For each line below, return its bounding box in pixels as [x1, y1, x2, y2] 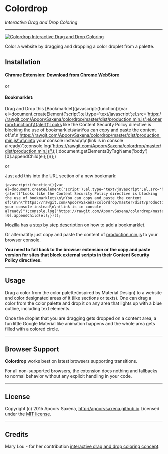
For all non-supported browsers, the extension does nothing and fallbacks [5, 368, 158, 374]
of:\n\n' [5, 132, 20, 138]
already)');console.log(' [5, 143, 53, 149]
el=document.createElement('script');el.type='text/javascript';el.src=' [5, 111, 148, 117]
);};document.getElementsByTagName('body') [52, 148, 148, 154]
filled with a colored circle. [5, 326, 60, 332]
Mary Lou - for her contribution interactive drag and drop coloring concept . [5, 443, 160, 449]
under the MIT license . [5, 411, 51, 417]
